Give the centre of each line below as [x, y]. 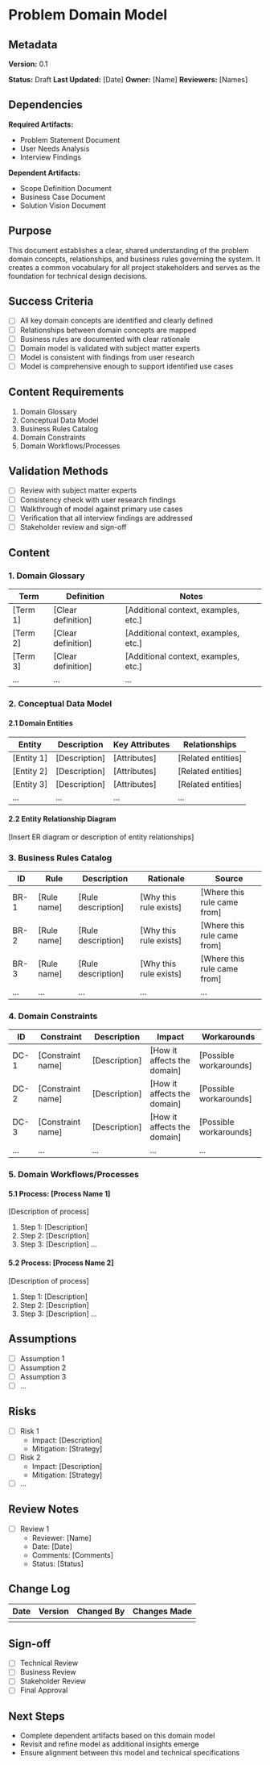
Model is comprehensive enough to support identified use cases [127, 366]
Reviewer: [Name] [62, 1538]
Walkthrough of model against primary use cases [101, 509]
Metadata [33, 45]
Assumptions [43, 1339]
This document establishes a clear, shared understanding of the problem [129, 250]
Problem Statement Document [70, 139]
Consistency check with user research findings [98, 500]
